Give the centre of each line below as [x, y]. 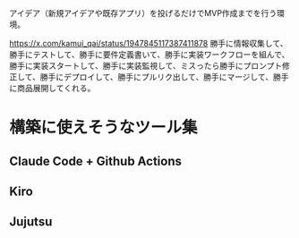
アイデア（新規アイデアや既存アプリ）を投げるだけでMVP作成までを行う [143, 13]
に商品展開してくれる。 [52, 88]
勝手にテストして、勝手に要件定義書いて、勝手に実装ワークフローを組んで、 [149, 55]
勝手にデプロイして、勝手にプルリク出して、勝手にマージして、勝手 [164, 77]
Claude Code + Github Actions [95, 161]
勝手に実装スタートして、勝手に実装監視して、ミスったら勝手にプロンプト [146, 66]
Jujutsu [31, 222]
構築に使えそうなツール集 [104, 127]
